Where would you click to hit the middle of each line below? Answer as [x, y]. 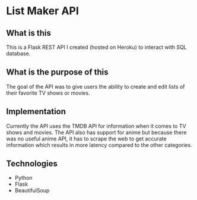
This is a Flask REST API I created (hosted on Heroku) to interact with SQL [96, 47]
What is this [29, 33]
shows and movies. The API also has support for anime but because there [96, 132]
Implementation [36, 112]
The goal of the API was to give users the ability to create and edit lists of [96, 86]
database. [18, 54]
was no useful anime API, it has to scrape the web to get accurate [87, 139]
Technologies [32, 164]
